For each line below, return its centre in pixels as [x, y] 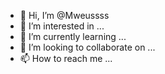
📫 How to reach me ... [66, 58]
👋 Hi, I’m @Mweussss [64, 15]
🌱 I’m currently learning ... [73, 36]
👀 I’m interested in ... [62, 26]
